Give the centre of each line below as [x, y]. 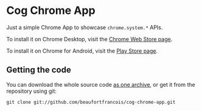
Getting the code [39, 70]
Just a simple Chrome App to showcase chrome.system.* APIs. [85, 27]
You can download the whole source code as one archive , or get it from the [101, 84]
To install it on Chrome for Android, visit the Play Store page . [82, 51]
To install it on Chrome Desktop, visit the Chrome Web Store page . [89, 39]
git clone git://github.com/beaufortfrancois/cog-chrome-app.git [91, 102]
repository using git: [31, 91]
